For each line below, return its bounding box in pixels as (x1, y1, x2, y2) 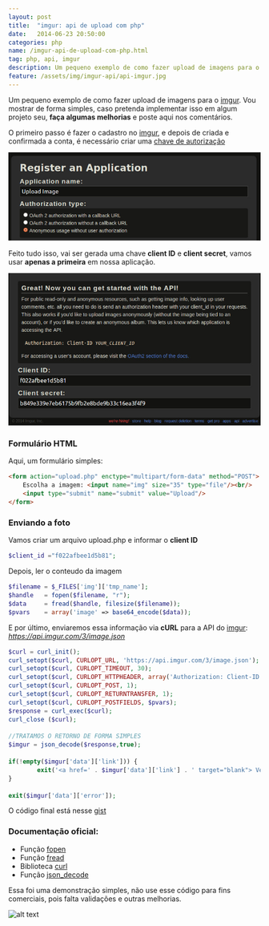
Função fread (19, 852, 65, 862)
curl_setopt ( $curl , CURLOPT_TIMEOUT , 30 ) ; (8, 665, 152, 673)
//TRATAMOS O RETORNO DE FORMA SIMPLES (8, 732, 142, 741)
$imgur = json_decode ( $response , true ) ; (8, 741, 142, 749)
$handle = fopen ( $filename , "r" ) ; (8, 592, 130, 600)
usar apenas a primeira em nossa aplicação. (8, 257, 156, 266)
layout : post (8, 13, 52, 21)
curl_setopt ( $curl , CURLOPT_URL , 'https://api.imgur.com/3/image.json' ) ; (8, 656, 260, 665)
